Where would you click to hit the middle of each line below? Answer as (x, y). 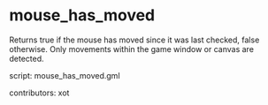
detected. (27, 58)
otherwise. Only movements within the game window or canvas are (132, 49)
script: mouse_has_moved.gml (65, 75)
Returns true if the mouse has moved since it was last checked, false (134, 40)
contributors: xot (39, 93)
